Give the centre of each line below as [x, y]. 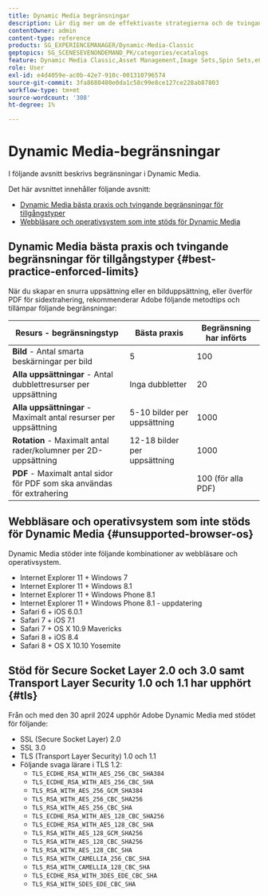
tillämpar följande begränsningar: [63, 308]
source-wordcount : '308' [49, 98]
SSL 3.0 [33, 747]
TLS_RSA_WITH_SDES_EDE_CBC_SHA [84, 884]
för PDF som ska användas [63, 483]
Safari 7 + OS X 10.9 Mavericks [71, 628]
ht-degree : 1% [32, 105]
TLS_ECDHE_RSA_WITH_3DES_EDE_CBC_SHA [95, 876]
